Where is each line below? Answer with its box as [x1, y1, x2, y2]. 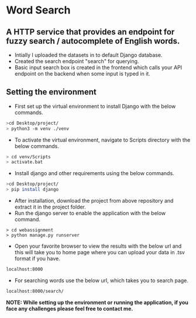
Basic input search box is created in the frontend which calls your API [14, 64, 183, 71]
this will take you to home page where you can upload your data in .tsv [14, 249, 185, 256]
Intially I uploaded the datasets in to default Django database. [14, 52, 163, 59]
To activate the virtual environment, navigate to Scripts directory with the [14, 136, 191, 143]
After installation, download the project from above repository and [14, 197, 174, 204]
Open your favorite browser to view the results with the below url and [14, 242, 182, 249]
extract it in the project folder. [14, 203, 87, 211]
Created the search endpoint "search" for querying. [14, 58, 139, 64]
